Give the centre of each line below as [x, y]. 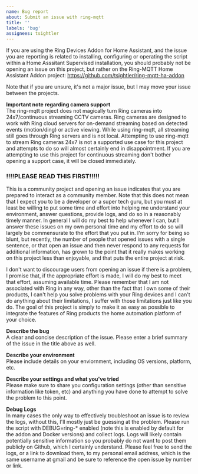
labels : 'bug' [24, 28]
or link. [14, 466]
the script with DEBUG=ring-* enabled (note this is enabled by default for [95, 428]
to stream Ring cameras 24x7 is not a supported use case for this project [95, 142]
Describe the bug [28, 331]
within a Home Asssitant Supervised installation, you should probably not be [99, 63]
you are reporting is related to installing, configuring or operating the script [97, 57]
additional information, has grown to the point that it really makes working [95, 252]
